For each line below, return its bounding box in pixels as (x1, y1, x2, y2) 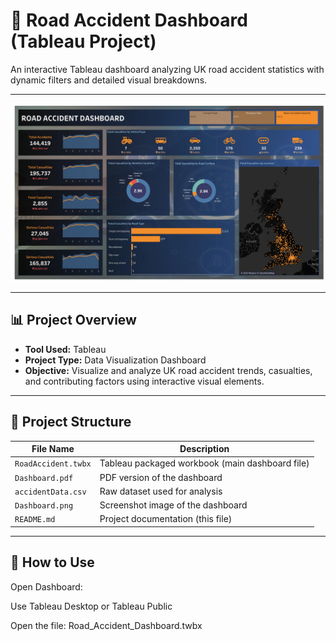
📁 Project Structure (10, 414, 132, 431)
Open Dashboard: (10, 580, 83, 593)
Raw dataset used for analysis (99, 485, 223, 497)
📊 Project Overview (10, 312, 137, 329)
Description (179, 443, 230, 455)
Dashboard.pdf (14, 473, 74, 483)
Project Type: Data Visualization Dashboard (24, 354, 207, 366)
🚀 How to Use (10, 554, 95, 571)
